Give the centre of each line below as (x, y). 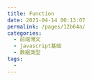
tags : (15, 59)
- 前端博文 (27, 40)
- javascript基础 (38, 46)
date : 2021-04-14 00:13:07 (46, 20)
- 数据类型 (27, 53)
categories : (24, 33)
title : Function (31, 14)
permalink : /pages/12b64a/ (46, 26)
